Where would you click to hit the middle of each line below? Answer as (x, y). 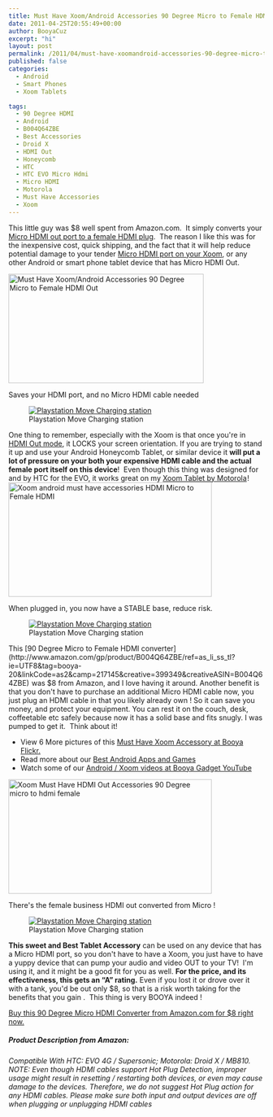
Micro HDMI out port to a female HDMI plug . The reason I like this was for (132, 236)
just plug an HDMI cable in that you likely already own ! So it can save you (132, 700)
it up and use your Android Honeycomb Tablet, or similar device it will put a (134, 452)
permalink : (27, 54)
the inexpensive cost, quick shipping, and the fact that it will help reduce (130, 245)
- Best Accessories (49, 137)
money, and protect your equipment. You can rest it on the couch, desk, (129, 709)
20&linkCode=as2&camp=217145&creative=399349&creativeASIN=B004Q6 (136, 674)
